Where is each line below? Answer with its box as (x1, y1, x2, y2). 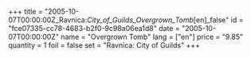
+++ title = (8, 7, 44, 16)
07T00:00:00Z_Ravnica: (8, 15, 88, 25)
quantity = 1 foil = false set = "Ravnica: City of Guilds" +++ (8, 41, 201, 50)
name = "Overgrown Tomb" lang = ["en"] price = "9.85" (61, 32, 244, 41)
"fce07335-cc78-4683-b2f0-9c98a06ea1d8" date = (8, 24, 181, 33)
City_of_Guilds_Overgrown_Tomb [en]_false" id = (86, 15, 244, 25)
